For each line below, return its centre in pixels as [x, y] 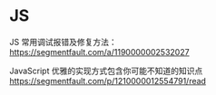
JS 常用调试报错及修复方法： [63, 42]
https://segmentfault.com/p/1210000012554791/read [108, 81]
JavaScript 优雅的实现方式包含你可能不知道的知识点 [106, 71]
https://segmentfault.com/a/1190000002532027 [99, 52]
